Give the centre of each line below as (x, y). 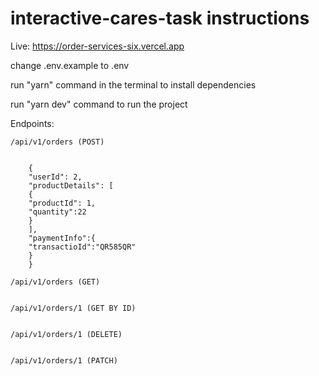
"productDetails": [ (71, 185)
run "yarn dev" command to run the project (99, 104)
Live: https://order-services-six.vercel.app (97, 46)
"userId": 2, (55, 177)
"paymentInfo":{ (62, 238)
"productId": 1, (62, 203)
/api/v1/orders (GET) (55, 282)
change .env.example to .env (70, 65)
